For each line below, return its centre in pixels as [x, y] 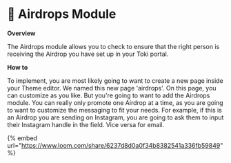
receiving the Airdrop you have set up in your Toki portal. [88, 54]
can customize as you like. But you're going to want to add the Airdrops [109, 95]
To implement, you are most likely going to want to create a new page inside [115, 80]
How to [18, 67]
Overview [21, 33]
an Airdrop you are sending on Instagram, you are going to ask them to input [115, 117]
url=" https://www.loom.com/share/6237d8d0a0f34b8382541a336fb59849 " [115, 145]
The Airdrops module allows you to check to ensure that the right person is [113, 46]
